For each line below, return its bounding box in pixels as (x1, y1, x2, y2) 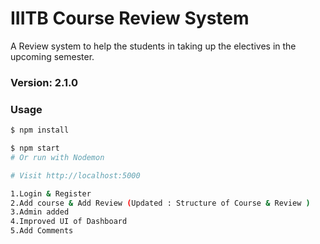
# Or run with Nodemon (10, 152, 105, 162)
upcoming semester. (10, 50, 95, 62)
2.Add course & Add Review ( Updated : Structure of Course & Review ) (10, 198, 311, 208)
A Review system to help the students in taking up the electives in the (10, 40, 297, 52)
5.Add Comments (10, 226, 74, 236)
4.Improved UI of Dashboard (10, 217, 128, 227)
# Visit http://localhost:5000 (10, 170, 141, 181)
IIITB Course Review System (10, 7, 250, 30)
